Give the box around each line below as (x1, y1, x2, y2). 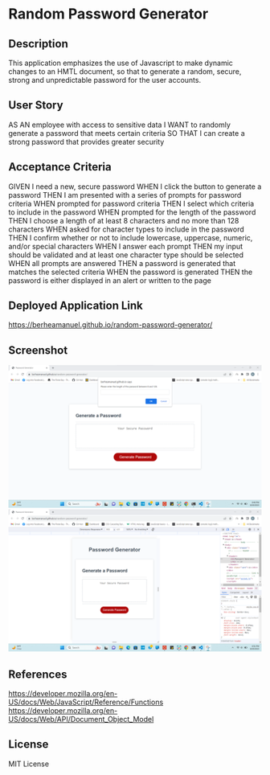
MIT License (8, 759, 50, 769)
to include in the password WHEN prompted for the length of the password (8, 207, 256, 217)
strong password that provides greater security (8, 137, 165, 146)
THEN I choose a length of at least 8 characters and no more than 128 (8, 215, 239, 225)
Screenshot (8, 343, 68, 357)
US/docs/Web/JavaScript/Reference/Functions (8, 697, 164, 707)
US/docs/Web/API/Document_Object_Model (8, 715, 154, 724)
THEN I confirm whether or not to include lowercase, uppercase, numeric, (8, 232, 253, 242)
